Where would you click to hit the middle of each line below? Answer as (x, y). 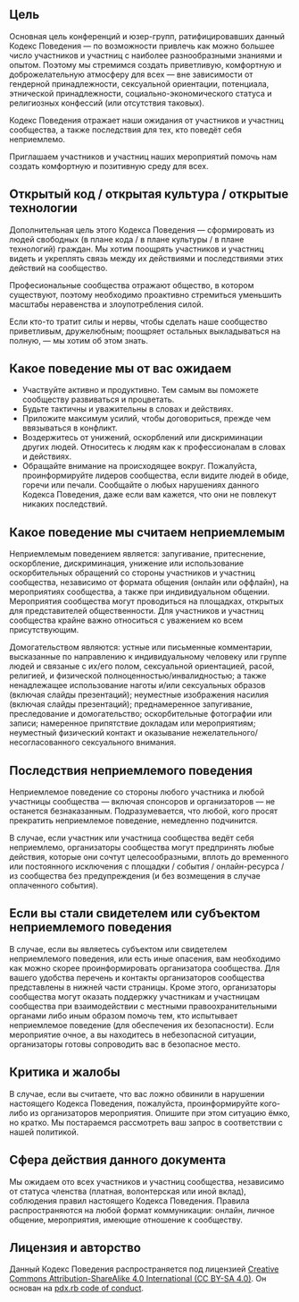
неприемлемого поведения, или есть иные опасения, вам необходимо (145, 958)
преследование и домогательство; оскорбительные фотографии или (141, 714)
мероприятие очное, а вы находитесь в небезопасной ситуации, (133, 1034)
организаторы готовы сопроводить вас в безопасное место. (125, 1044)
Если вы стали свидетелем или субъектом (135, 913)
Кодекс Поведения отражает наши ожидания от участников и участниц (146, 120)
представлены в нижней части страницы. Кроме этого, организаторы (143, 987)
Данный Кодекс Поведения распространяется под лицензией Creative (144, 1269)
